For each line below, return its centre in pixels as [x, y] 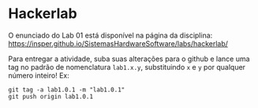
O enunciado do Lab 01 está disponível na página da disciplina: [110, 35]
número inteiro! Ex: [39, 75]
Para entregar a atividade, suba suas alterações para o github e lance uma [129, 59]
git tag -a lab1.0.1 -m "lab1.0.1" [67, 90]
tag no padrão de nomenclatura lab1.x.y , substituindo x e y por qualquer [127, 67]
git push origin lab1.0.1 [50, 96]
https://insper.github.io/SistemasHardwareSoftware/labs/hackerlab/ [118, 43]
